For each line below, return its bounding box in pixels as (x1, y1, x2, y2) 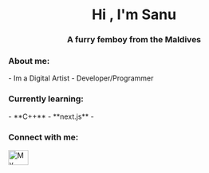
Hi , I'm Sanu (91, 6, 177, 24)
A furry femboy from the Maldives (66, 34, 202, 45)
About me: (8, 56, 50, 67)
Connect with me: (8, 132, 79, 143)
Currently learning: (8, 93, 84, 104)
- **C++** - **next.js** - (8, 112, 94, 121)
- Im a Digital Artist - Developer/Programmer (8, 73, 154, 83)
